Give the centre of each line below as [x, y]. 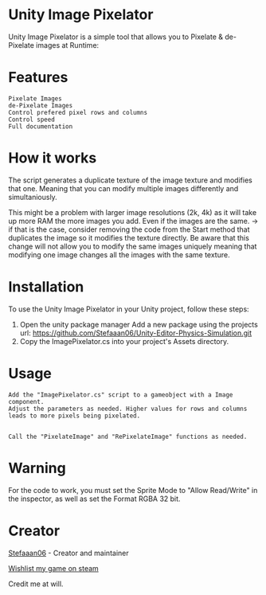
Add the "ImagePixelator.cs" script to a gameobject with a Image [121, 395]
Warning [37, 468]
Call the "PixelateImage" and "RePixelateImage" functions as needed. [128, 436]
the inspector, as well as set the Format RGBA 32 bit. [94, 499]
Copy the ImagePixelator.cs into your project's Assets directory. [124, 341]
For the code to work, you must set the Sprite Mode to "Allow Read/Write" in [133, 490]
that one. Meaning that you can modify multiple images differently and [123, 188]
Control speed [32, 119]
